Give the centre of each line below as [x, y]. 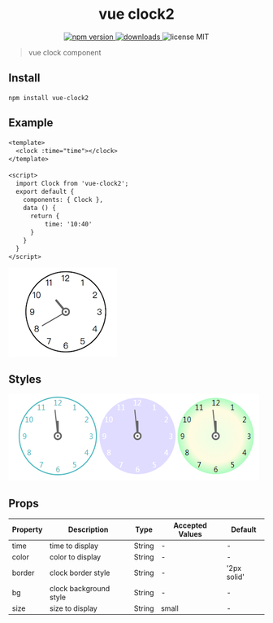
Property [27, 529]
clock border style [80, 573]
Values [190, 533]
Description [88, 529]
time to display [74, 546]
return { [45, 216]
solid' [236, 577]
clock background [80, 588]
